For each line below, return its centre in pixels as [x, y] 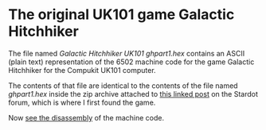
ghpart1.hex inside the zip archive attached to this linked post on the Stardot [133, 94]
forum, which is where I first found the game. [82, 102]
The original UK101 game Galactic [121, 15]
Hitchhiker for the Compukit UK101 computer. [82, 70]
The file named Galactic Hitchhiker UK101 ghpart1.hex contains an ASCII [127, 53]
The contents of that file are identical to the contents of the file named [123, 86]
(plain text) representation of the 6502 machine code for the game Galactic [131, 62]
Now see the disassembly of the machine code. [86, 117]
